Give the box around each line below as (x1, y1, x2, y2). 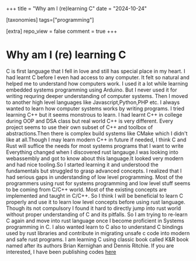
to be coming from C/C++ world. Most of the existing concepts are (6, 186, 167, 193)
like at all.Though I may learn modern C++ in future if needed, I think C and (6, 136, 187, 143)
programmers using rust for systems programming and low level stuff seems (6, 179, 191, 187)
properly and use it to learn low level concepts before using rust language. (6, 198, 185, 205)
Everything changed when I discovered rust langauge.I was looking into (6, 148, 178, 155)
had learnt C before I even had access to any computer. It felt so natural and (6, 73, 190, 81)
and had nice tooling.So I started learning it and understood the (6, 161, 159, 168)
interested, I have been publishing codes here (6, 248, 116, 255)
